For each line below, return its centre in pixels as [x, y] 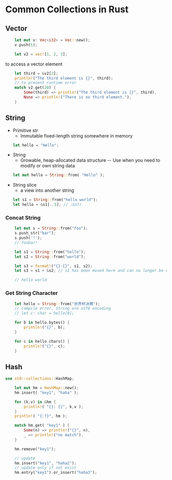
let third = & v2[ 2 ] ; [36, 73]
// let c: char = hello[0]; [44, 313]
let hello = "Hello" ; [36, 145]
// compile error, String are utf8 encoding [63, 309]
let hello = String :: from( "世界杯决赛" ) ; [57, 304]
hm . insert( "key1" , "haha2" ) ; [46, 463]
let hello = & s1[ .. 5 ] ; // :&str [47, 205]
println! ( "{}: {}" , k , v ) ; [53, 407]
